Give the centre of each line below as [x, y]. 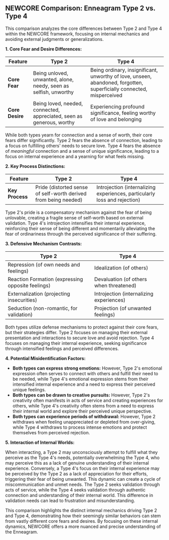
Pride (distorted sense [61, 187]
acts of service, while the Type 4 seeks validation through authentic [75, 489]
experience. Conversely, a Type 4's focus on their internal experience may [82, 468]
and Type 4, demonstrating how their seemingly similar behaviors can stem [83, 516]
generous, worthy [54, 122]
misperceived [106, 95]
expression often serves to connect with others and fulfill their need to [85, 373]
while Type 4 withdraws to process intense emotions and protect [80, 427]
